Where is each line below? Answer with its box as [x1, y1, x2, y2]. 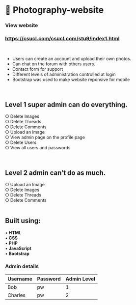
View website [5, 22, 38, 29]
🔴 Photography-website [5, 4, 104, 16]
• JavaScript [5, 245, 32, 251]
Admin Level [65, 276, 96, 282]
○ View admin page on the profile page [5, 135, 85, 140]
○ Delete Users [5, 139, 37, 145]
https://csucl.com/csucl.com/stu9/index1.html [5, 35, 120, 42]
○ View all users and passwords [5, 145, 71, 151]
